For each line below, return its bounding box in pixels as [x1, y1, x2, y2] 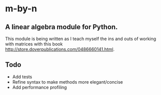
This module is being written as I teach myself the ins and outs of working [5, 36, 157, 42]
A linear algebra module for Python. [5, 23, 118, 31]
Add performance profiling [12, 84, 67, 90]
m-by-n [5, 3, 37, 14]
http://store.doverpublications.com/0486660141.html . [5, 47, 115, 52]
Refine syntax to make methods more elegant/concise [12, 79, 123, 85]
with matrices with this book [5, 41, 63, 47]
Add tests [12, 74, 32, 80]
